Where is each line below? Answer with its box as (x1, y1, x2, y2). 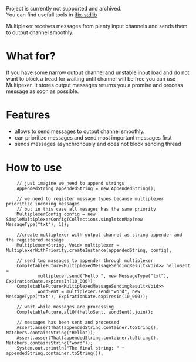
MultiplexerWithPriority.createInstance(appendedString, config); (6, 247, 172, 253)
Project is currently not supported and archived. (6, 5, 122, 12)
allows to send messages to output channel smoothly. (14, 128, 145, 135)
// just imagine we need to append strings (16, 180, 125, 186)
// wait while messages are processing (16, 304, 114, 310)
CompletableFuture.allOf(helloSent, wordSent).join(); (16, 309, 154, 315)
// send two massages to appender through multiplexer (16, 257, 154, 264)
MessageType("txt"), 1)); (6, 221, 69, 227)
